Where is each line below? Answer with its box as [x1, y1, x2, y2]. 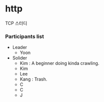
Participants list [5, 33, 44, 40]
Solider [12, 55, 27, 61]
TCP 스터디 [5, 20, 27, 26]
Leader [12, 44, 27, 50]
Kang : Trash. [19, 76, 47, 82]
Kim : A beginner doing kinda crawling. [19, 60, 100, 66]
